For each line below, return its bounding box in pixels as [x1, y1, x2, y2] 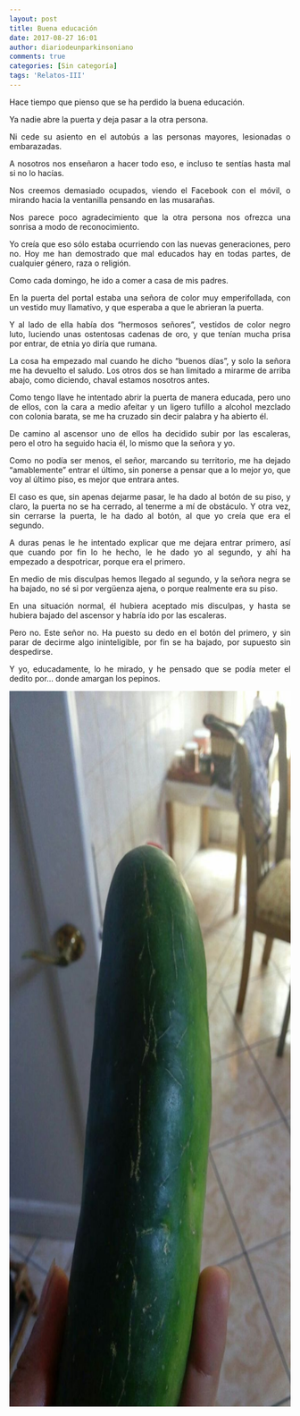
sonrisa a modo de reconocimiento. [9, 221, 140, 232]
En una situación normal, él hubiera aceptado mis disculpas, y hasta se [9, 600, 291, 611]
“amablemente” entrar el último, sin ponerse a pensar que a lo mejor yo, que [9, 464, 291, 475]
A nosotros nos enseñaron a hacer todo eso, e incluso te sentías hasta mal [9, 157, 291, 169]
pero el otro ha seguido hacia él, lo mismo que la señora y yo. [9, 437, 236, 448]
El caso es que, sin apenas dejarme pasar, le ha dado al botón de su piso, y [9, 491, 291, 502]
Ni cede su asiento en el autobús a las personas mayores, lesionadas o [9, 131, 291, 142]
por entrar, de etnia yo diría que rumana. [9, 338, 158, 349]
